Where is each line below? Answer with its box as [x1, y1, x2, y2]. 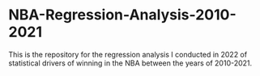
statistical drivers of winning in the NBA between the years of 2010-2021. [8, 58, 253, 68]
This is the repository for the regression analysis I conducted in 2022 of [8, 49, 248, 59]
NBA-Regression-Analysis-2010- [8, 6, 237, 24]
